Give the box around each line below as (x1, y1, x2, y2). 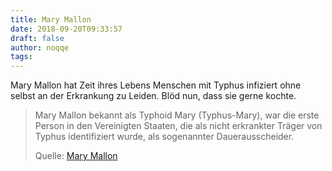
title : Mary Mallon (10, 14, 92, 25)
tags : (10, 52, 33, 62)
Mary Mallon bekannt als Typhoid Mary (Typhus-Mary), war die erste (34, 109, 320, 121)
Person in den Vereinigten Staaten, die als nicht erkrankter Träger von (34, 120, 323, 132)
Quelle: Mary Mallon (34, 150, 118, 162)
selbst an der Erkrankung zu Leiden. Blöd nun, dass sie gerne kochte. (10, 90, 297, 102)
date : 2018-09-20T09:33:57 (10, 24, 123, 34)
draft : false (10, 33, 65, 43)
